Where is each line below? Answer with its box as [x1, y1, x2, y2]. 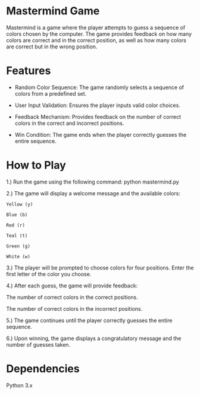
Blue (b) [6, 212, 28, 218]
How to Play [6, 158, 67, 172]
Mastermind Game [6, 4, 100, 18]
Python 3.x [6, 381, 33, 389]
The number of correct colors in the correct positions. [6, 293, 139, 301]
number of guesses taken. [6, 341, 70, 348]
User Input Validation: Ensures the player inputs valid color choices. [14, 102, 180, 109]
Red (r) [6, 222, 26, 228]
